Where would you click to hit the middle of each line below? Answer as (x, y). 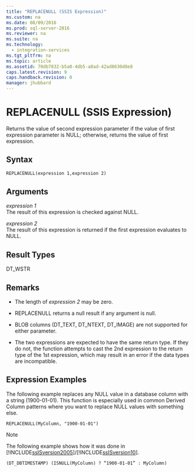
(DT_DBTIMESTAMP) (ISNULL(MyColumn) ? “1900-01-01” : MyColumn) (87, 463)
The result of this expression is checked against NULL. (72, 212)
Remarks (23, 287)
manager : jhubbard (29, 83)
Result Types (31, 255)
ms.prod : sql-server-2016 (38, 28)
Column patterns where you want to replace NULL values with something (95, 406)
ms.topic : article (29, 61)
